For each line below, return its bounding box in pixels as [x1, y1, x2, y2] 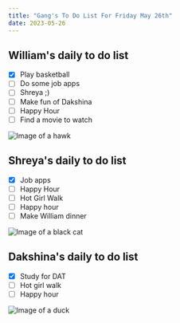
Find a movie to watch [19, 115, 93, 124]
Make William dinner [19, 211, 88, 220]
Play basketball [19, 69, 70, 80]
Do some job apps [19, 79, 80, 89]
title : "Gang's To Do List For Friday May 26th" [8, 11, 173, 20]
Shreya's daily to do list [8, 154, 127, 167]
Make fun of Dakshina [19, 97, 92, 106]
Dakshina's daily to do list [8, 250, 139, 264]
